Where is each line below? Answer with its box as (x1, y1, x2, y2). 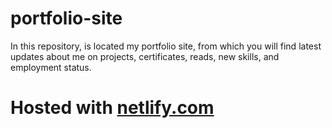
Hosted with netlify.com (10, 97, 215, 119)
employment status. (10, 61, 92, 73)
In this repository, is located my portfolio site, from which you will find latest (10, 40, 322, 52)
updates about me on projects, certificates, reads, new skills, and (10, 50, 280, 62)
